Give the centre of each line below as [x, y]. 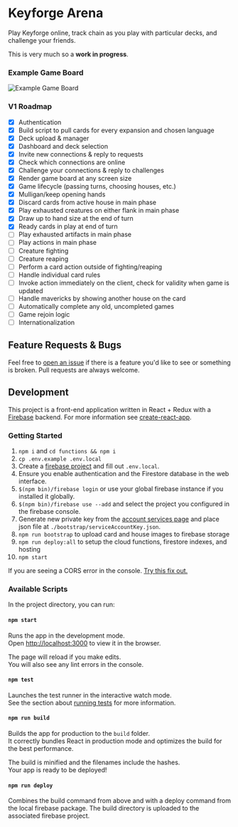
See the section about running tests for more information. [92, 702]
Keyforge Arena [56, 13]
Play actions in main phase [57, 243]
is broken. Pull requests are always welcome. [74, 370]
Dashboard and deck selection [63, 146]
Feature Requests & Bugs [65, 346]
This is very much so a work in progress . [68, 54]
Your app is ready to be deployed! [58, 769]
